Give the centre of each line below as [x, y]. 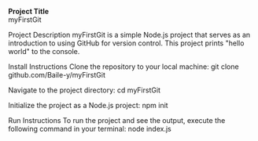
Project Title [29, 11]
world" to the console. [44, 51]
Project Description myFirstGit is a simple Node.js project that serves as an [129, 35]
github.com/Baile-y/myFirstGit [57, 75]
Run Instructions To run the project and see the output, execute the [117, 120]
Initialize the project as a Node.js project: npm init [88, 105]
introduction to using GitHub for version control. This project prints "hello [126, 43]
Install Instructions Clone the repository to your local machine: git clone [123, 67]
